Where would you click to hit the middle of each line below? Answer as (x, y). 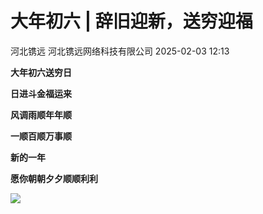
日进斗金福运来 (41, 93)
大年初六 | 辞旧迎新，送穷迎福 (131, 21)
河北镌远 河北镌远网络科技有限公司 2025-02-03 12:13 (120, 51)
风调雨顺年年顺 (41, 114)
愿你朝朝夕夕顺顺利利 (54, 178)
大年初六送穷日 (41, 72)
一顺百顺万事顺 (41, 136)
